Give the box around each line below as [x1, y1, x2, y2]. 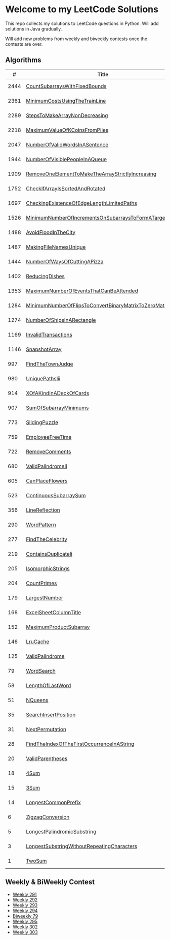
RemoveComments [26, 448, 71, 455]
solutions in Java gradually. [5, 25, 62, 32]
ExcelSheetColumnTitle [26, 609, 81, 616]
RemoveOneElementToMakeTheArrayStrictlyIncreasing [26, 170, 157, 177]
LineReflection [26, 506, 61, 513]
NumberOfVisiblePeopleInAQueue [26, 156, 107, 163]
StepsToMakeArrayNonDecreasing [26, 112, 108, 119]
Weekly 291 [12, 891, 37, 897]
